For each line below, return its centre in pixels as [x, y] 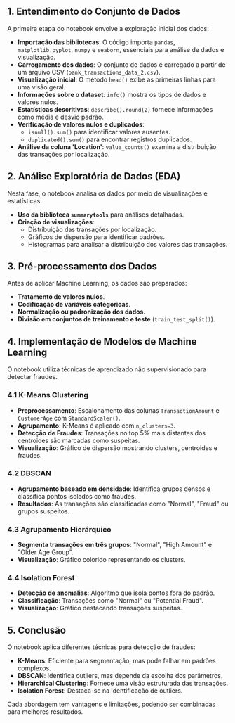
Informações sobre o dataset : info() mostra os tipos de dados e [112, 94]
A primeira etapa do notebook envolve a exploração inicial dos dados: [108, 28]
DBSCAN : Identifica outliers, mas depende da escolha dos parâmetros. [120, 676]
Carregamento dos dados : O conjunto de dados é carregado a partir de [121, 64]
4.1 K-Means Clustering [48, 395]
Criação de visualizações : [56, 222]
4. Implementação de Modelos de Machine [102, 341]
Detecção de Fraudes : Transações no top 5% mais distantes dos [111, 433]
